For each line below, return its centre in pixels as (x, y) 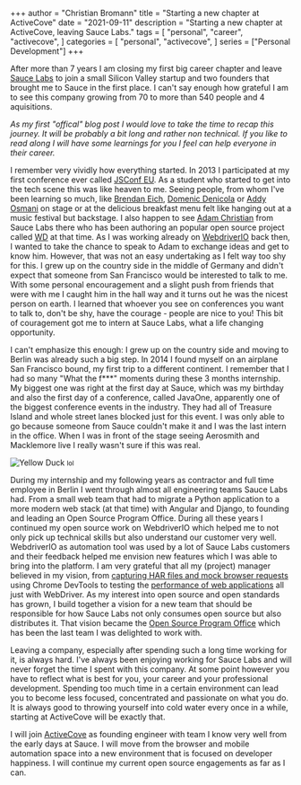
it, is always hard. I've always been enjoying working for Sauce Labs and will (151, 660)
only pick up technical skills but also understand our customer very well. (143, 537)
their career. (33, 153)
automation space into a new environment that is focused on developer (142, 753)
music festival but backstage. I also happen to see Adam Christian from (142, 218)
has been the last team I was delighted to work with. (106, 633)
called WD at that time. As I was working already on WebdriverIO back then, (150, 237)
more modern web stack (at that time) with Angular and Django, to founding (150, 508)
